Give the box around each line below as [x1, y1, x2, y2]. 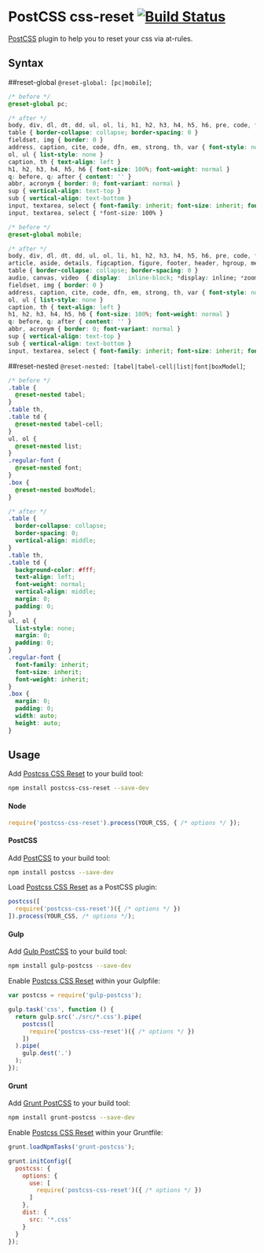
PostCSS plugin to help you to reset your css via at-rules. [8, 34, 193, 43]
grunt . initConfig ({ [8, 1157, 72, 1165]
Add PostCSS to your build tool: [8, 853, 111, 863]
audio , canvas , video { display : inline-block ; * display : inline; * [8, 274, 244, 282]
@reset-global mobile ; [8, 230, 82, 239]
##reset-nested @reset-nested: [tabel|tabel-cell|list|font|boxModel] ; [8, 361, 246, 371]
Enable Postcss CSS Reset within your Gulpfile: [8, 976, 161, 986]
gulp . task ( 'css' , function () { [8, 1006, 114, 1013]
